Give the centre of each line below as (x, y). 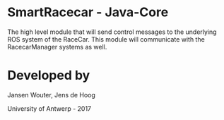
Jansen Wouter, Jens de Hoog (51, 95)
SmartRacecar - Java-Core (88, 12)
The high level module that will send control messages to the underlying (112, 32)
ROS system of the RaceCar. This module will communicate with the (106, 39)
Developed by (49, 76)
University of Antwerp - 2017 (49, 108)
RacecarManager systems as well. (57, 47)
